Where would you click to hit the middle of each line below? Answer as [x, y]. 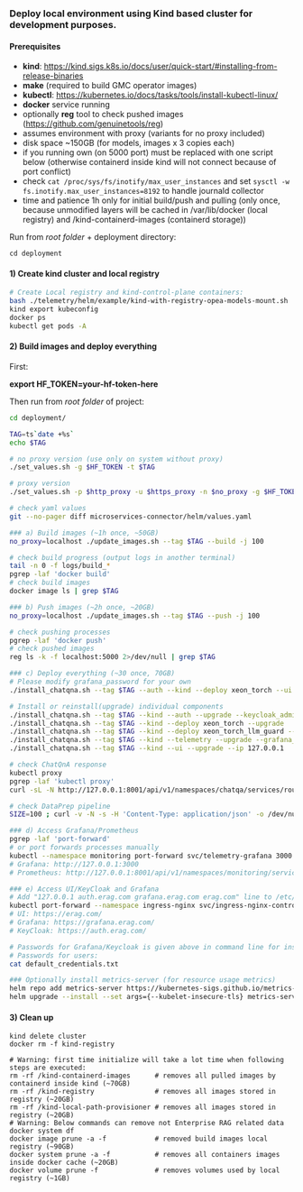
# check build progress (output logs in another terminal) [123, 557]
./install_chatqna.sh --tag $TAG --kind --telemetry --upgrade [131, 740]
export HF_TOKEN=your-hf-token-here [84, 384]
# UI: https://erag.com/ [56, 914]
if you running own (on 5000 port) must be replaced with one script [147, 152]
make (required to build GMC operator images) [110, 86]
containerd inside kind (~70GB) [70, 1084]
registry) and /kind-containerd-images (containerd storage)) [134, 220]
